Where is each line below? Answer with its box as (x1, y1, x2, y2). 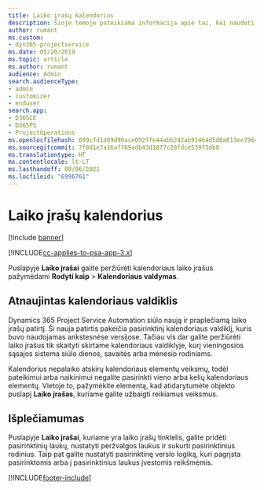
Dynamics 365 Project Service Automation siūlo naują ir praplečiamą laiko (8, 315, 247, 325)
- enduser (8, 99, 41, 107)
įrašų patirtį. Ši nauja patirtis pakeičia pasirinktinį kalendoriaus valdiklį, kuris (8, 324, 252, 333)
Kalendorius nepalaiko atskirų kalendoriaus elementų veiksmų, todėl (8, 364, 229, 373)
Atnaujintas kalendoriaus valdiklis (8, 295, 178, 308)
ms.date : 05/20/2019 (8, 48, 76, 56)
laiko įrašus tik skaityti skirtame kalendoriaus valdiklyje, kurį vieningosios (8, 340, 244, 350)
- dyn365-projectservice (8, 41, 90, 49)
